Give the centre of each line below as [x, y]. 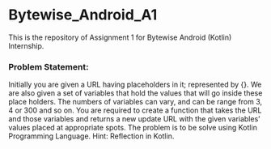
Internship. [26, 45]
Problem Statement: [49, 66]
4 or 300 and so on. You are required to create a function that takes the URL [135, 110]
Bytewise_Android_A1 [83, 15]
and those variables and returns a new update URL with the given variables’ [134, 119]
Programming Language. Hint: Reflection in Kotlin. [91, 136]
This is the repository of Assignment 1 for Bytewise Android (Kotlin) [120, 37]
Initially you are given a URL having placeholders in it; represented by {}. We [135, 85]
